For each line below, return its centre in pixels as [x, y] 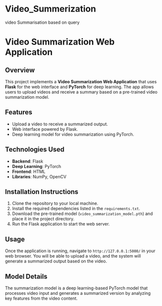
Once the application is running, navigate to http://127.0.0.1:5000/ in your [80, 251]
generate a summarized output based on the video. [56, 261]
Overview [20, 70]
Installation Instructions [42, 191]
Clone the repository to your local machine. [55, 203]
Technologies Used [35, 149]
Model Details [26, 276]
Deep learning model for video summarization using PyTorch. [73, 134]
